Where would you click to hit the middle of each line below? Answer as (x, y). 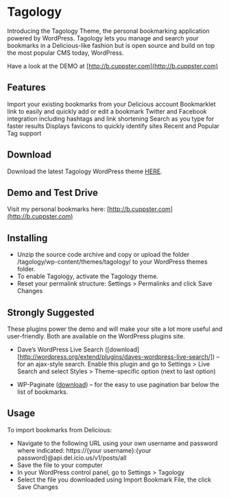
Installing (27, 238)
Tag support (24, 133)
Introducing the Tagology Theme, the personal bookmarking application (109, 31)
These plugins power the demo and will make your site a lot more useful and (115, 329)
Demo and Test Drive (52, 192)
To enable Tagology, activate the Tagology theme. (88, 276)
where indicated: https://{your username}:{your (84, 450)
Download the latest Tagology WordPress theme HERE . (85, 171)
